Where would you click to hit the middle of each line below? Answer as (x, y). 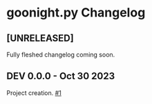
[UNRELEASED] (40, 38)
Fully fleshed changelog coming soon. (61, 54)
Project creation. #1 (34, 93)
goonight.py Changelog (76, 13)
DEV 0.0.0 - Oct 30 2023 (61, 76)
